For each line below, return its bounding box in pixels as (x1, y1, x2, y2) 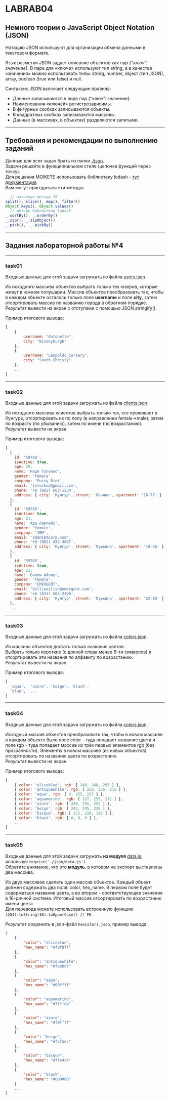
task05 (5, 841, 23, 849)
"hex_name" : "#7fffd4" (23, 1001, 71, 1006)
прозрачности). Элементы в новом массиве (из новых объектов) (5, 747, 147, 753)
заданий (5, 144, 34, 153)
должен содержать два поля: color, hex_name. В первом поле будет (5, 884, 152, 891)
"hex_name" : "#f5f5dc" (23, 1039, 71, 1044)
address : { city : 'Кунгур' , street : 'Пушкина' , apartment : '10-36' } (14, 544, 164, 549)
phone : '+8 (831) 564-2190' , (14, 591, 76, 597)
